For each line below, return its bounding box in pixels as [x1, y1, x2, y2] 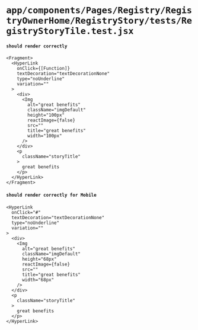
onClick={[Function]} [17, 66, 70, 72]
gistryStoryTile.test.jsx [6, 25, 134, 37]
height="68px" [21, 256, 58, 262]
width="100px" [27, 133, 62, 139]
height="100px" [27, 112, 65, 118]
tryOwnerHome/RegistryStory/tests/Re [6, 15, 193, 27]
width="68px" [21, 277, 55, 283]
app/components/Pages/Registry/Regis [6, 5, 193, 16]
